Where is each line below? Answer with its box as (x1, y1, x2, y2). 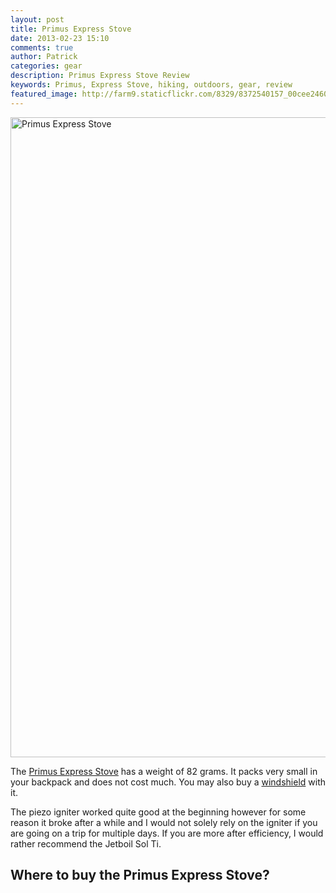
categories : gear (10, 61, 83, 71)
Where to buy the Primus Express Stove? (10, 867, 270, 884)
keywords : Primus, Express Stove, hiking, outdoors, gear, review (10, 80, 293, 90)
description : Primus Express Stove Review (10, 71, 190, 81)
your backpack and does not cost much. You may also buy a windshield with (10, 776, 327, 788)
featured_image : (10, 89, 78, 99)
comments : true (10, 42, 74, 53)
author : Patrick (10, 52, 78, 62)
